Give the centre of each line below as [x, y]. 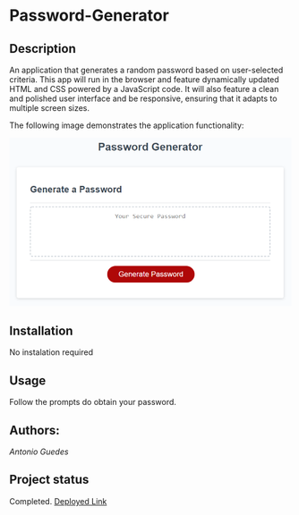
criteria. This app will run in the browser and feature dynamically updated [144, 80]
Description [43, 49]
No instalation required [51, 352]
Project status [49, 480]
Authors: [34, 430]
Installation [41, 331]
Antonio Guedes [39, 452]
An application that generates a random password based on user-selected [146, 70]
